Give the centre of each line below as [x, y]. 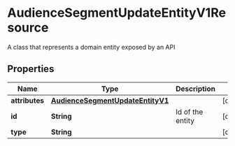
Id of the [190, 112]
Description [195, 89]
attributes [27, 101]
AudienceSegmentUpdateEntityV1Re [116, 13]
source [28, 28]
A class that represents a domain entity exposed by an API [91, 47]
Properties [31, 69]
